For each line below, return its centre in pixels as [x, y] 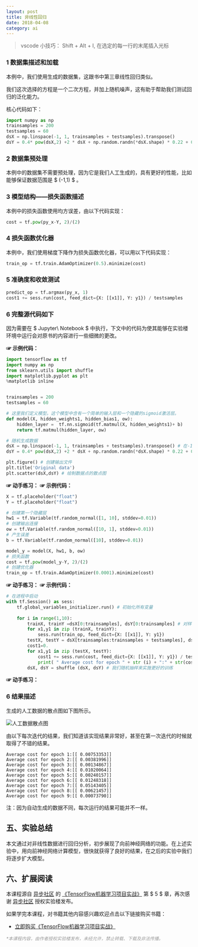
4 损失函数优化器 [30, 239]
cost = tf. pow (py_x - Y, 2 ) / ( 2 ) [43, 222]
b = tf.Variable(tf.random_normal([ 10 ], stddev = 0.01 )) [75, 540]
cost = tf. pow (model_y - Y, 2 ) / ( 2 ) [47, 562]
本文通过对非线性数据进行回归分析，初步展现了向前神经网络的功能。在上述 [96, 843]
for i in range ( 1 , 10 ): [44, 618]
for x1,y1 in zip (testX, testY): [70, 651]
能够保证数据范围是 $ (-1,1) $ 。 [44, 180]
